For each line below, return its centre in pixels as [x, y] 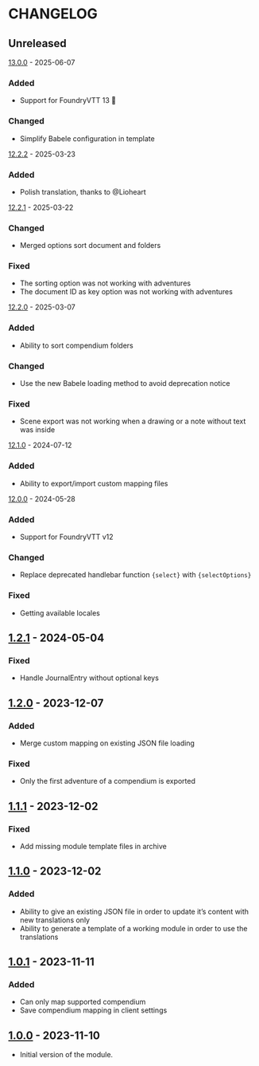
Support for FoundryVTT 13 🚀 [68, 100]
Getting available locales [60, 613]
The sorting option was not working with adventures [105, 283]
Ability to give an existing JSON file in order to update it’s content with [134, 911]
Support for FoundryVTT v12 [66, 537]
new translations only [54, 920]
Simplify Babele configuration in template [87, 138]
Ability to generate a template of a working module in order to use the [133, 928]
